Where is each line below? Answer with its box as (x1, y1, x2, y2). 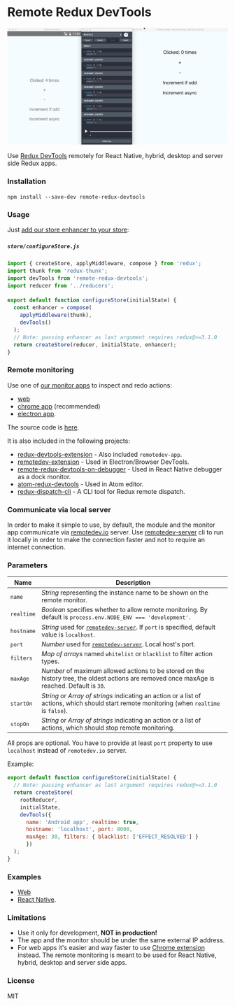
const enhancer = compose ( (13, 304, 92, 311)
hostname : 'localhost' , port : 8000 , (25, 826, 133, 833)
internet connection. (7, 543, 66, 551)
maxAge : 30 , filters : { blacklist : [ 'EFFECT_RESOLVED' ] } (25, 833, 199, 840)
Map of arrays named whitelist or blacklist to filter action (41, 650, 213, 658)
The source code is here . (7, 423, 80, 431)
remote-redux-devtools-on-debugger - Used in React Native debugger (17, 465, 222, 473)
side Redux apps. (7, 159, 57, 168)
